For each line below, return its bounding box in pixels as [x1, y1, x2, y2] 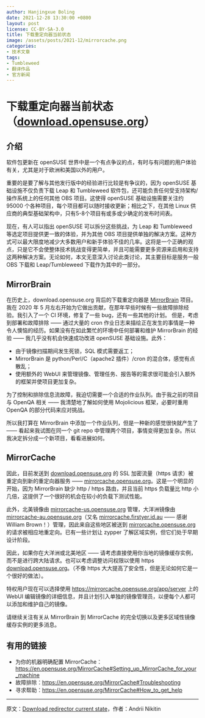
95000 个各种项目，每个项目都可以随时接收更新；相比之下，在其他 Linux [6, 202, 189, 210]
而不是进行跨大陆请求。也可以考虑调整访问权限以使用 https [6, 557, 154, 564]
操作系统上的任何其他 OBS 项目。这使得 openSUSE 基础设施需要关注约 [6, 194, 184, 202]
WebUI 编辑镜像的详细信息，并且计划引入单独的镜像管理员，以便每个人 [6, 593, 185, 600]
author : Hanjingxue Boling [6, 9, 75, 15]
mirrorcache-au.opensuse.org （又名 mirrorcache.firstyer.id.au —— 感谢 [6, 513, 187, 520]
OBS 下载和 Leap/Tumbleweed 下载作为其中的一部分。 [6, 261, 143, 268]
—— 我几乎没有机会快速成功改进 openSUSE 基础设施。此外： [13, 335, 168, 342]
